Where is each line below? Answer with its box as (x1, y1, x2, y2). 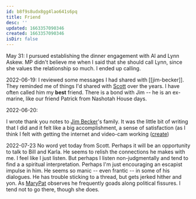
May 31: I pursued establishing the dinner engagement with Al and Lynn (6, 53, 180, 59)
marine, (6, 95, 25, 102)
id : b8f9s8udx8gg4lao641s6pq (6, 8, 78, 15)
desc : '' (6, 19, 28, 25)
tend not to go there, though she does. (6, 186, 100, 193)
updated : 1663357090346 (6, 25, 65, 31)
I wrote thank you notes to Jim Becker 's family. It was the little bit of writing (6, 118, 188, 125)
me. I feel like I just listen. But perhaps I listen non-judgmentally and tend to (6, 155, 188, 161)
